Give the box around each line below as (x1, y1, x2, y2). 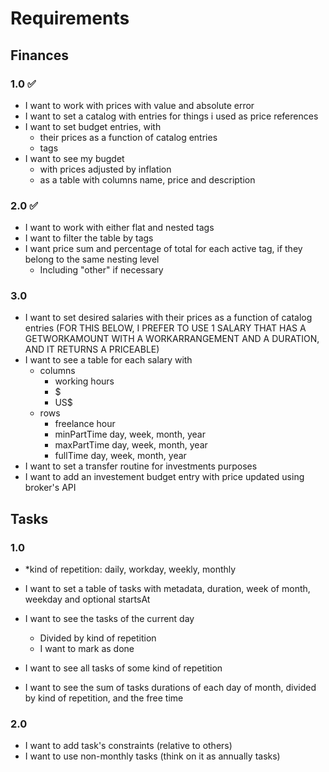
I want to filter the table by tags (24, 232, 154, 244)
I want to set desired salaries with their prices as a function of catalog (24, 312, 313, 324)
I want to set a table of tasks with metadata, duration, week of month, (24, 583, 311, 595)
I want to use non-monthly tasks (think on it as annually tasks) (24, 750, 281, 762)
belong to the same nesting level (24, 253, 160, 266)
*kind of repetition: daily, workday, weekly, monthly (24, 563, 237, 576)
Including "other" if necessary (39, 264, 164, 276)
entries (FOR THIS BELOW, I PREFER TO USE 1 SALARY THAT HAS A (24, 322, 307, 334)
